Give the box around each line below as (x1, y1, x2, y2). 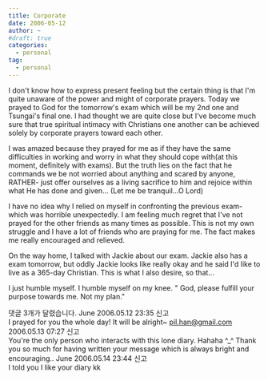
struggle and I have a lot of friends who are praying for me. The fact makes (8, 227, 256, 236)
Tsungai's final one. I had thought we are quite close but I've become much (8, 111, 257, 121)
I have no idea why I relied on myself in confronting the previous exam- (8, 201, 242, 211)
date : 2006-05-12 (8, 19, 66, 27)
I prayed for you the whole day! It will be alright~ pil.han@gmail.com (8, 317, 233, 327)
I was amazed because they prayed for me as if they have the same (8, 143, 231, 152)
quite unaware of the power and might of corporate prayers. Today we (8, 93, 240, 104)
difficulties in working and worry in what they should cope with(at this (8, 152, 238, 161)
